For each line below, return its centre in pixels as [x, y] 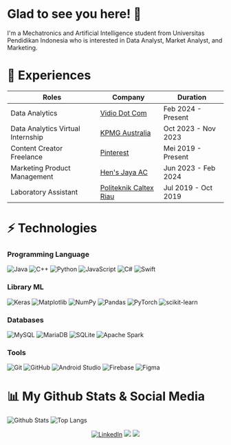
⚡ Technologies [52, 228]
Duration [192, 97]
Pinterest [114, 152]
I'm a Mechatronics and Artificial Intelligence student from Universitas [106, 33]
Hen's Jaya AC [124, 172]
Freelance [27, 157]
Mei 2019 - [182, 148]
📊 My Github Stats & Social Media [106, 397]
